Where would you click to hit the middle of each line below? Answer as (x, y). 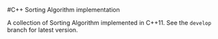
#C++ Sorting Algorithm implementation (63, 10)
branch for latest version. (43, 30)
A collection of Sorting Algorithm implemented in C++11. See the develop (109, 23)
